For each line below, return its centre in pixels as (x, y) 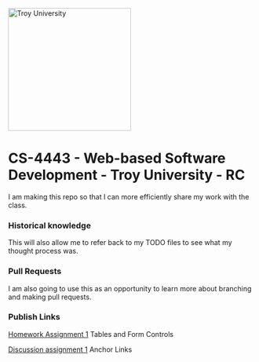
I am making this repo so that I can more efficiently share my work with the (129, 196)
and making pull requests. (50, 297)
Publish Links (34, 317)
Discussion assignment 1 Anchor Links (70, 349)
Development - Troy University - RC (127, 175)
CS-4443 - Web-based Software (117, 158)
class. (18, 205)
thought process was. (43, 251)
